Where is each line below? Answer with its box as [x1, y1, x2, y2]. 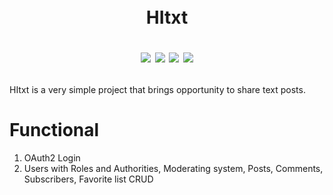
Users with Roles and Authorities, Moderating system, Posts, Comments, [23, 163, 324, 175]
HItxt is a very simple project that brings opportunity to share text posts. [9, 84, 306, 96]
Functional [9, 119, 100, 142]
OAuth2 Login [23, 152, 81, 164]
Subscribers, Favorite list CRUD [23, 173, 154, 185]
